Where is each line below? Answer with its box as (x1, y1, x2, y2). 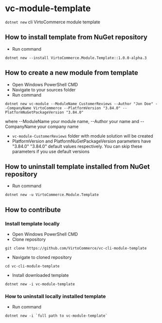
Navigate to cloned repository (12, 254, 72, 260)
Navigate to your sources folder (12, 87, 76, 92)
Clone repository (12, 236, 46, 242)
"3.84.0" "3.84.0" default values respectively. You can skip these (12, 143, 143, 149)
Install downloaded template (12, 272, 69, 278)
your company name (37, 124, 79, 129)
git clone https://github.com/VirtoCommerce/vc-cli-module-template (5, 246, 147, 251)
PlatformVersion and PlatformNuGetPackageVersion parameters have (12, 138, 151, 144)
